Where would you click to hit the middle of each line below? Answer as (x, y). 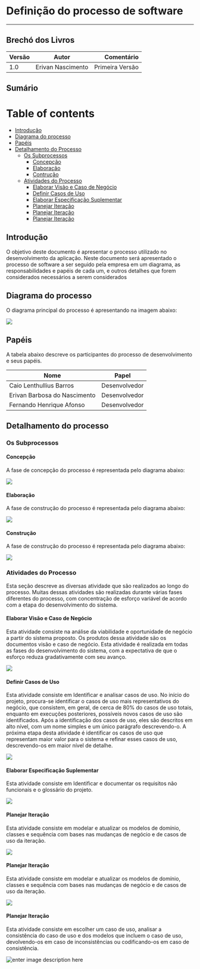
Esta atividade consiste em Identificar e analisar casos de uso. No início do (98, 695)
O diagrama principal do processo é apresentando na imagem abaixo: (92, 310)
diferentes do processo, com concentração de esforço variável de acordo (97, 598)
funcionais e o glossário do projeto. (50, 790)
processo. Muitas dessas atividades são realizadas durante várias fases (94, 592)
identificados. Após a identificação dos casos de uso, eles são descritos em (99, 720)
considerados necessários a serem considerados (66, 277)
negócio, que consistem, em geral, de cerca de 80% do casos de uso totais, (100, 708)
